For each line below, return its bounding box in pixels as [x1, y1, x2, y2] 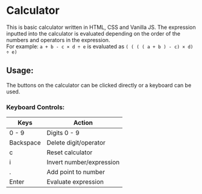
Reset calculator [46, 148, 93, 157]
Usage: [6, 66, 34, 76]
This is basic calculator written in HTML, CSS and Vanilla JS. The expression [6, 23, 196, 31]
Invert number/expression [46, 158, 120, 166]
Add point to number [46, 168, 106, 177]
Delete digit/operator [46, 139, 106, 147]
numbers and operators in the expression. [6, 36, 110, 43]
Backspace [9, 139, 41, 147]
